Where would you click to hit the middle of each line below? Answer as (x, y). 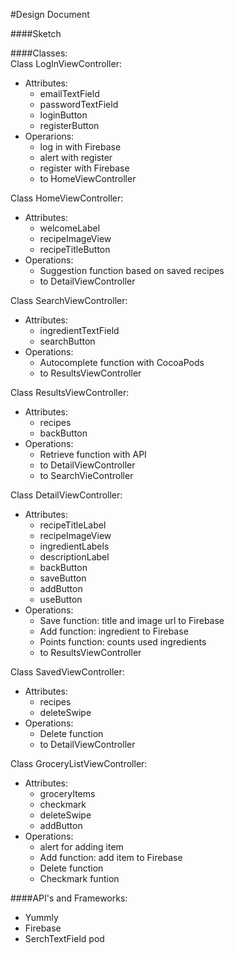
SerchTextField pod (64, 938)
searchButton (67, 341)
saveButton (63, 578)
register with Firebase (84, 168)
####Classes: (39, 53)
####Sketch (36, 33)
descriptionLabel (74, 557)
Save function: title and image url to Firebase (132, 620)
